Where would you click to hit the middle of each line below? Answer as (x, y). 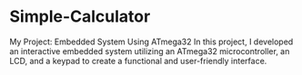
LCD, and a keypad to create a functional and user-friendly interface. (138, 61)
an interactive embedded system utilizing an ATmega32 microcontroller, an (150, 51)
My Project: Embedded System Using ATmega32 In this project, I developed (151, 42)
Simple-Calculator (80, 17)
